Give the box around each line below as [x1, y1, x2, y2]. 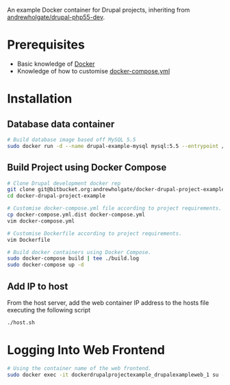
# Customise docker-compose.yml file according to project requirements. [7, 205, 222, 212]
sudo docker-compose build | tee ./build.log [7, 255, 139, 262]
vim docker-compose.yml [7, 217, 75, 225]
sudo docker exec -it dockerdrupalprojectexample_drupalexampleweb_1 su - [7, 371, 225, 378]
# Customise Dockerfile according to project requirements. [7, 229, 183, 237]
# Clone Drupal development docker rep [7, 179, 121, 187]
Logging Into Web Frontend [7, 343, 166, 358]
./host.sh [7, 319, 36, 326]
